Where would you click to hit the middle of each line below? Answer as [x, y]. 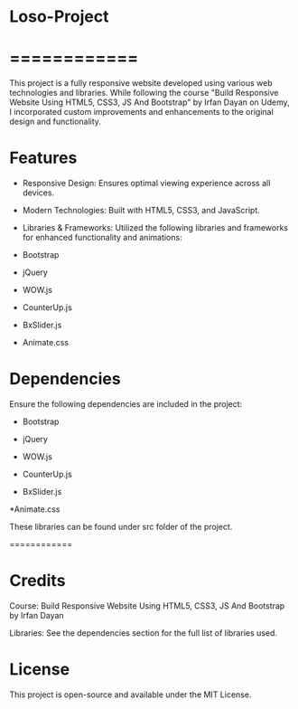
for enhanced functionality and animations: [102, 238]
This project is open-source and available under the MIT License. [130, 695]
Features [43, 158]
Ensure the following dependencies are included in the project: [126, 404]
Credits [37, 581]
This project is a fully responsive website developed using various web [141, 83]
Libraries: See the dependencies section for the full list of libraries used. [144, 633]
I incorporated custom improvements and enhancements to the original [141, 112]
